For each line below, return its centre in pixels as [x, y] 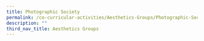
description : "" [27, 23]
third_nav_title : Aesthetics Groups [53, 29]
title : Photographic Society [43, 12]
